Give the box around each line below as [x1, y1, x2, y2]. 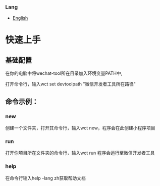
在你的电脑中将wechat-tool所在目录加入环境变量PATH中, [5, 70, 123, 76]
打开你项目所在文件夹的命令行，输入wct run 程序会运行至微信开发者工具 [5, 150, 155, 156]
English [12, 15, 28, 21]
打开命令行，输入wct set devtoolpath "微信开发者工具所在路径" [5, 81, 136, 87]
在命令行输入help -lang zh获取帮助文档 [5, 175, 86, 181]
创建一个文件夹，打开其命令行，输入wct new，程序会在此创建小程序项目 [5, 125, 155, 131]
